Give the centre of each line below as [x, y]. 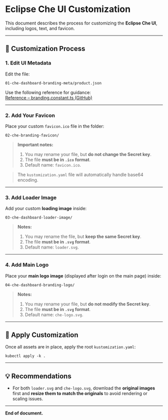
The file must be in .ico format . [58, 159]
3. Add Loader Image [31, 197]
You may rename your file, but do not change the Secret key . [88, 154]
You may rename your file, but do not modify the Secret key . [88, 304]
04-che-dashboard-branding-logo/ [40, 285]
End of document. [24, 413]
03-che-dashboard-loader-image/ [39, 218]
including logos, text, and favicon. [40, 28]
